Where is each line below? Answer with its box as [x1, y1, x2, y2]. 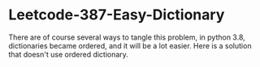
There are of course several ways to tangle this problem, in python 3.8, [8, 32, 245, 42]
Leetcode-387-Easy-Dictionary [8, 6, 225, 24]
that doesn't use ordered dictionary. [8, 49, 128, 59]
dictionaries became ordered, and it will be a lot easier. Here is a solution [8, 40, 252, 50]
